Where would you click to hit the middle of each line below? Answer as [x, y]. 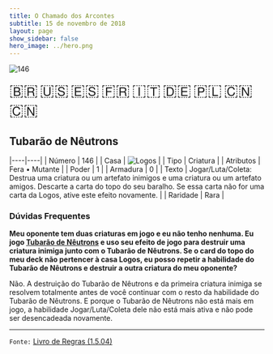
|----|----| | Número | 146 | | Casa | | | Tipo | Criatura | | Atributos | [135, 160]
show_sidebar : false [44, 38]
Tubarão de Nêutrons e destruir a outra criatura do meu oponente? [124, 268]
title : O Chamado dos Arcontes [62, 16]
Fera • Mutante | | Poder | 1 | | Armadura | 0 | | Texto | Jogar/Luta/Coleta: [130, 169]
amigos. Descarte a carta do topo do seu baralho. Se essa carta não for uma [137, 186]
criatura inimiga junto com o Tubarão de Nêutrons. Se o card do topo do [132, 251]
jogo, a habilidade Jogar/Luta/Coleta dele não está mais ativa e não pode [131, 309]
